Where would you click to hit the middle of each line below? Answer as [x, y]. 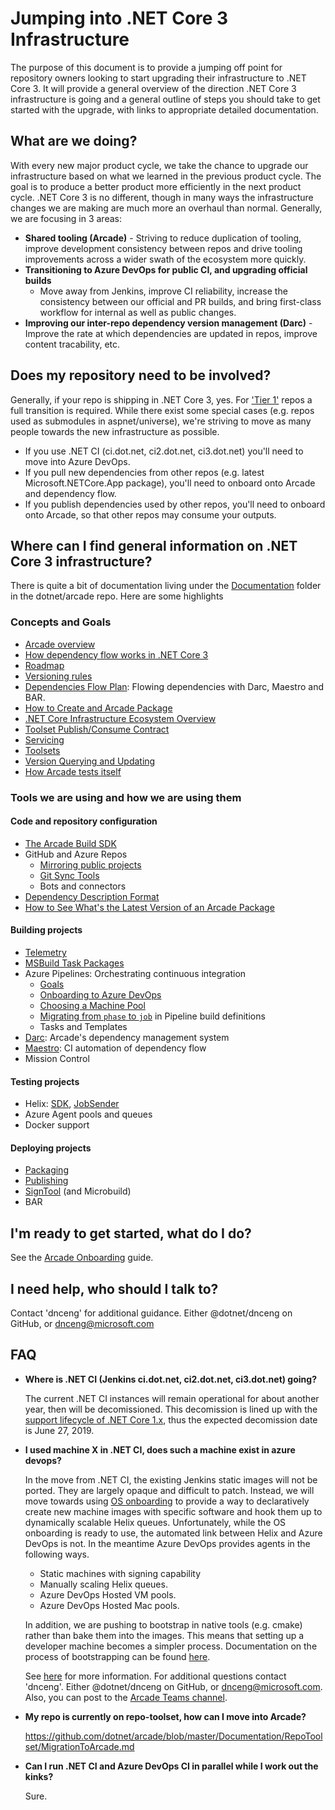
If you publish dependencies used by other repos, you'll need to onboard [175, 504]
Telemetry [45, 952]
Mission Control [57, 1058]
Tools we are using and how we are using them [126, 797]
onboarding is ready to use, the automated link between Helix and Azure [173, 1533]
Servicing [44, 739]
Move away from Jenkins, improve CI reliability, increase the [163, 291]
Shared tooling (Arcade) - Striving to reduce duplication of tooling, [163, 238]
